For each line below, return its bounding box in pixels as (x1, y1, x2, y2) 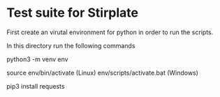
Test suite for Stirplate (6, 5, 139, 21)
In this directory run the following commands (6, 41, 135, 50)
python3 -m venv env (6, 54, 68, 64)
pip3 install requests (6, 82, 65, 90)
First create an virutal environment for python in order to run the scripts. (6, 28, 214, 36)
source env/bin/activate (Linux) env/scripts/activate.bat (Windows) (6, 68, 198, 77)
